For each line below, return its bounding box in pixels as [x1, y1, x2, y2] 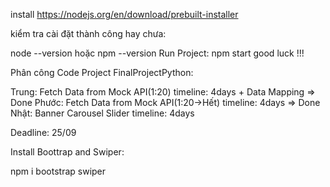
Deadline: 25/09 [10, 127, 77, 138]
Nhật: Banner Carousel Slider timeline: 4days [10, 107, 195, 119]
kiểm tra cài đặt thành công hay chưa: [10, 28, 167, 39]
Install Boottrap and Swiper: [10, 146, 125, 158]
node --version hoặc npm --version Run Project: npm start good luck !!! [10, 47, 305, 59]
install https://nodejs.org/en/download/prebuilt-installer [10, 9, 239, 20]
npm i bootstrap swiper [10, 165, 107, 177]
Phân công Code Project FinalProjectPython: [10, 67, 194, 78]
